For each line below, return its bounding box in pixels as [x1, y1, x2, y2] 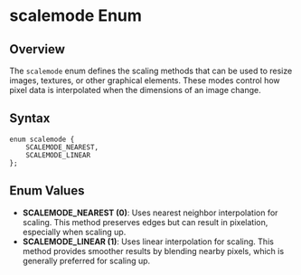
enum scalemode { [9, 135, 75, 144]
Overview [9, 42, 66, 57]
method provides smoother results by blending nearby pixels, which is [22, 245, 285, 256]
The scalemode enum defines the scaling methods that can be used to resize [9, 65, 293, 76]
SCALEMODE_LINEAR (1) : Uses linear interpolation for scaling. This [22, 236, 274, 247]
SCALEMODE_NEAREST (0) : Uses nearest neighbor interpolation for [22, 207, 278, 218]
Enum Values [9, 183, 85, 199]
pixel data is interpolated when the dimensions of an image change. [9, 85, 261, 95]
